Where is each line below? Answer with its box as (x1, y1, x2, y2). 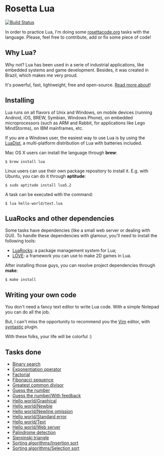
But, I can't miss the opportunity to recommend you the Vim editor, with (5, 319, 150, 325)
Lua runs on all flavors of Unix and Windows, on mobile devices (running (5, 109, 153, 115)
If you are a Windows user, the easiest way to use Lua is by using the (5, 135, 145, 141)
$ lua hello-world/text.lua (5, 201, 63, 206)
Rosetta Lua (5, 3, 55, 14)
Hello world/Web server (12, 424, 61, 430)
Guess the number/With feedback (12, 393, 81, 399)
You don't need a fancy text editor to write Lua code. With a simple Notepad (5, 304, 159, 310)
